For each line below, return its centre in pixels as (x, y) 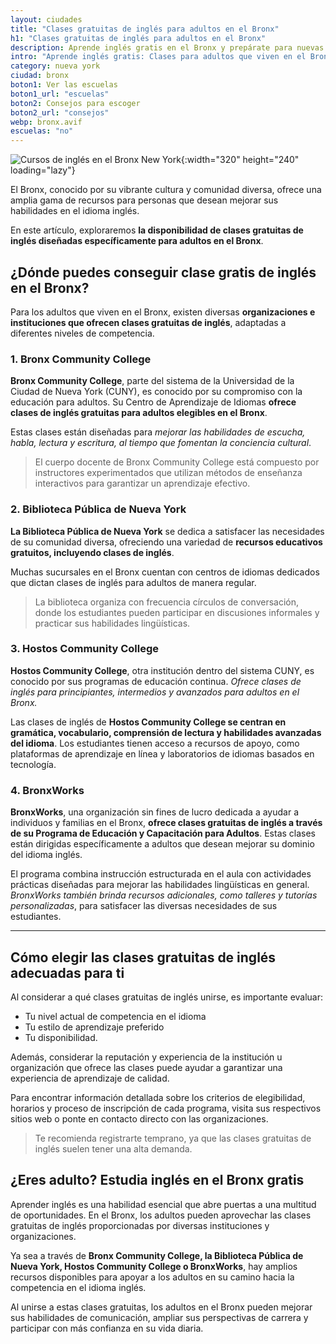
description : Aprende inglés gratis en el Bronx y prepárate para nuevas (167, 47)
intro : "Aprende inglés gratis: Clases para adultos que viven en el (158, 57)
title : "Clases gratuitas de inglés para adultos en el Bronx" (145, 29)
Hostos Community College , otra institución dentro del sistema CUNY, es (162, 670)
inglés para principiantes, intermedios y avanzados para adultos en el (155, 692)
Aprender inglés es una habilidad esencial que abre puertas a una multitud (163, 1204)
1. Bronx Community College (81, 359)
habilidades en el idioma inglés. (75, 211)
